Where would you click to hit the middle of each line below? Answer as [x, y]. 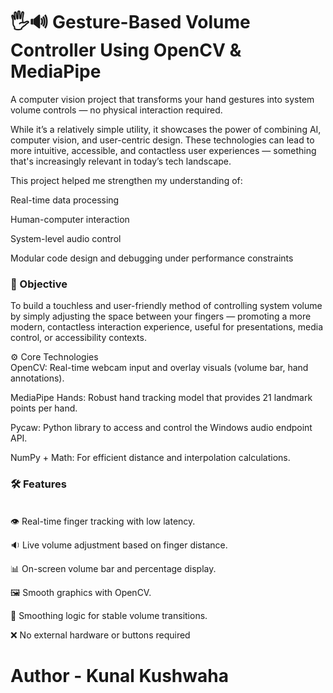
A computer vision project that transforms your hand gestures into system [162, 99]
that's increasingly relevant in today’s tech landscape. [121, 161]
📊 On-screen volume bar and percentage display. [113, 568]
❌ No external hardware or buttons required [100, 635]
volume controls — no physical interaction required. [116, 110]
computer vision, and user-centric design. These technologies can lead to [162, 140]
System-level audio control [66, 238]
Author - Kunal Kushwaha [119, 675]
